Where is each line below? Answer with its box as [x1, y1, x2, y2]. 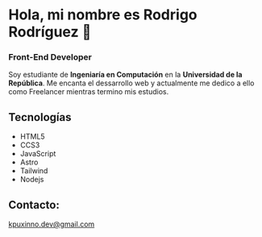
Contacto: [8, 197, 60, 211]
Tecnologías [8, 110, 72, 124]
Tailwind [19, 166, 48, 176]
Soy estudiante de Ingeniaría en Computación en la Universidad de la [8, 70, 243, 80]
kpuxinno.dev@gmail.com [8, 219, 95, 229]
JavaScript [19, 149, 56, 159]
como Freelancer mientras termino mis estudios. [8, 87, 169, 97]
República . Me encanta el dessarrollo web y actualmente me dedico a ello [8, 78, 256, 88]
